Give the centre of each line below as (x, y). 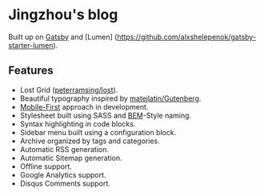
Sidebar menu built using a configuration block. (98, 132)
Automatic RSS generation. (64, 149)
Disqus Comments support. (65, 183)
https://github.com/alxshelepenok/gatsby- (187, 37)
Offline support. (46, 166)
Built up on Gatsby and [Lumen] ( (63, 37)
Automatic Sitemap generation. (71, 158)
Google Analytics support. (63, 174)
